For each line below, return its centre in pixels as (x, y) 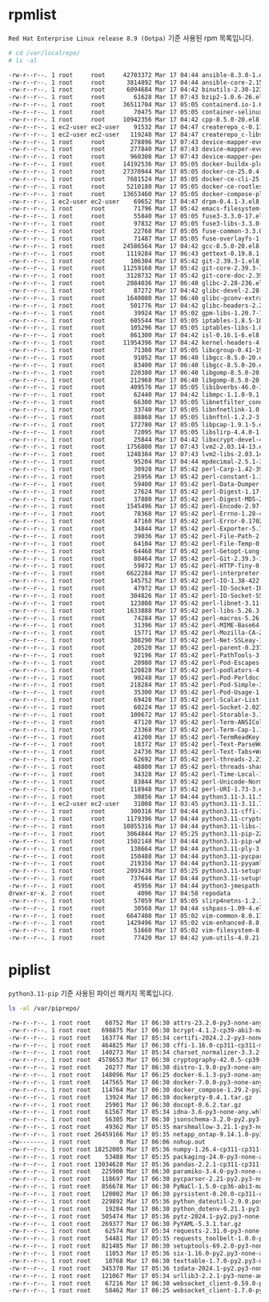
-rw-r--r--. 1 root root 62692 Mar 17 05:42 (103, 759)
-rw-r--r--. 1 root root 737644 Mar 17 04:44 (103, 879)
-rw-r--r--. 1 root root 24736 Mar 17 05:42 (103, 752)
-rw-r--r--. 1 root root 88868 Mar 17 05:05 (103, 417)
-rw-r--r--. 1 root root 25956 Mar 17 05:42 (103, 477)
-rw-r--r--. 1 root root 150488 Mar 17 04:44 (103, 856)
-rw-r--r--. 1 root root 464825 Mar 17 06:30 (89, 1045)
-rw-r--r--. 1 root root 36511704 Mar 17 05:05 (103, 105)
